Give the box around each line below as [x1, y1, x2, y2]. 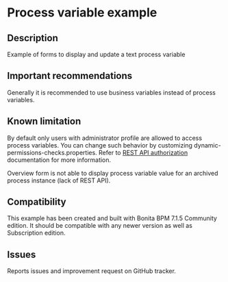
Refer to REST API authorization [98, 148, 188, 156]
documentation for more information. [7, 156, 112, 164]
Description [7, 32, 58, 44]
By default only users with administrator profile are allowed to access [7, 134, 203, 142]
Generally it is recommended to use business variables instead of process [7, 88, 216, 97]
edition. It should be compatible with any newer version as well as [7, 222, 193, 230]
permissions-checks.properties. [7, 148, 97, 156]
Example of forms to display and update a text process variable [7, 50, 186, 58]
